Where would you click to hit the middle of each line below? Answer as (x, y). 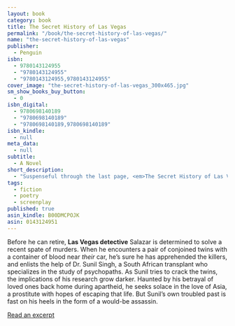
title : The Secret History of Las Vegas (67, 27)
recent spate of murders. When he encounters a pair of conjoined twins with (117, 249)
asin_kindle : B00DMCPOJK (43, 215)
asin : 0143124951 (33, 222)
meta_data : (23, 144)
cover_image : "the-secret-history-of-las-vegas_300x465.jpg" (98, 85)
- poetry (26, 196)
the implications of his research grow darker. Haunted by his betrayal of (111, 279)
